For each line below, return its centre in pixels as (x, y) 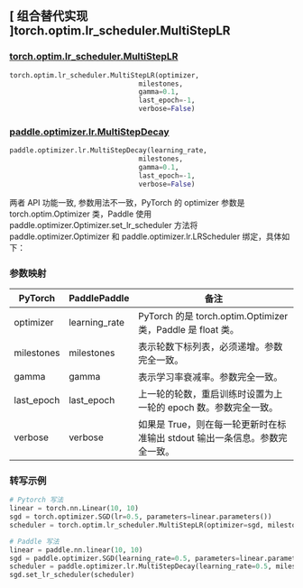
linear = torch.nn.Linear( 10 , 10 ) (74, 509)
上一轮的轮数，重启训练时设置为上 (211, 394)
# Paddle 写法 (35, 541)
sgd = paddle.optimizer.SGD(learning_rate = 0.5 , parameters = (125, 558)
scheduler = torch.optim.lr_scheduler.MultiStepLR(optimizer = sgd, (137, 525)
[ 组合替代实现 (49, 16)
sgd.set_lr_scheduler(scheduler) (72, 575)
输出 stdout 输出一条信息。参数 (213, 438)
